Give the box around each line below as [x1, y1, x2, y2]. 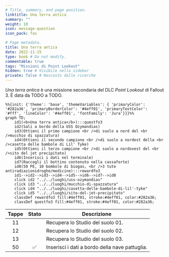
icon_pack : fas [5, 31, 37, 36]
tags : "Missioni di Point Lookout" [5, 64, 80, 69]
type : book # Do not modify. [5, 54, 67, 59]
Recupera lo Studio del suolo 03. [46, 236, 124, 242]
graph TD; [5, 115, 26, 120]
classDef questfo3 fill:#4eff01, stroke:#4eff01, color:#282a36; [14, 199, 155, 204]
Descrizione [82, 210, 112, 218]
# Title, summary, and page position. [5, 7, 87, 13]
